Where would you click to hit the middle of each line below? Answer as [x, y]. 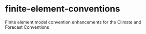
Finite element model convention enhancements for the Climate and [73, 22]
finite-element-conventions [63, 9]
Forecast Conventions [27, 27]
